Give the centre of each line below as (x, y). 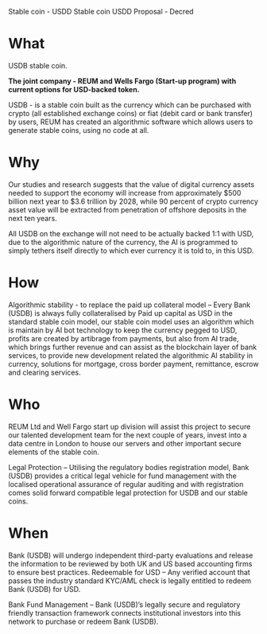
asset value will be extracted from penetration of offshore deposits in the (128, 209)
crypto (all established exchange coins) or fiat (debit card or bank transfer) (130, 113)
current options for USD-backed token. (74, 89)
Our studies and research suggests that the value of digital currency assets (132, 184)
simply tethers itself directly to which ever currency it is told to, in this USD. (131, 251)
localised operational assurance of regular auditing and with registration (126, 484)
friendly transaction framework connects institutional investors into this (124, 613)
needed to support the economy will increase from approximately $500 (125, 193)
